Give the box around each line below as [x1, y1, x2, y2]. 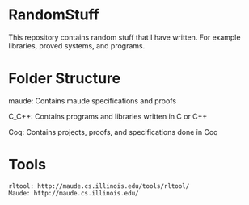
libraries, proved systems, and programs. [8, 40, 146, 50]
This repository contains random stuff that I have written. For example [8, 32, 241, 42]
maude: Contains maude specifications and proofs [8, 95, 176, 106]
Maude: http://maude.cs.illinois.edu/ [8, 189, 139, 197]
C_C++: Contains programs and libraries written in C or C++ [8, 111, 208, 121]
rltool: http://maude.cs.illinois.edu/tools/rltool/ [8, 182, 190, 190]
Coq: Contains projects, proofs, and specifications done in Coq [8, 127, 218, 136]
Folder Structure [8, 69, 121, 88]
